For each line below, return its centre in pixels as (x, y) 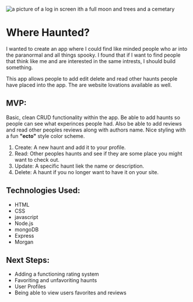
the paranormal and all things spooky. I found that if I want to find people (93, 55)
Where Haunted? (48, 33)
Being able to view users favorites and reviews (70, 293)
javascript (26, 217)
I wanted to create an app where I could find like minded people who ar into (97, 48)
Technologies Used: (43, 191)
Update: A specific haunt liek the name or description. (79, 166)
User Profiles (30, 287)
